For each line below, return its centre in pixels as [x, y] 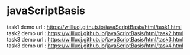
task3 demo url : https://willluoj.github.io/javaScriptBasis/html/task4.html [95, 46]
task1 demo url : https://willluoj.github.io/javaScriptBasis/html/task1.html [94, 27]
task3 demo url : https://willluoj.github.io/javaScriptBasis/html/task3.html [95, 39]
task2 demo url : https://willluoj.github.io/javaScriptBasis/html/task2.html [95, 33]
